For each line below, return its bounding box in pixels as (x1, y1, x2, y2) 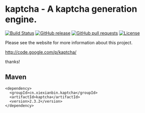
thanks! (5, 58, 21, 64)
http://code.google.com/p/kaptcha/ (5, 49, 77, 55)
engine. (5, 14, 37, 25)
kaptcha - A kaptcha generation (5, 3, 138, 15)
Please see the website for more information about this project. (5, 39, 133, 45)
